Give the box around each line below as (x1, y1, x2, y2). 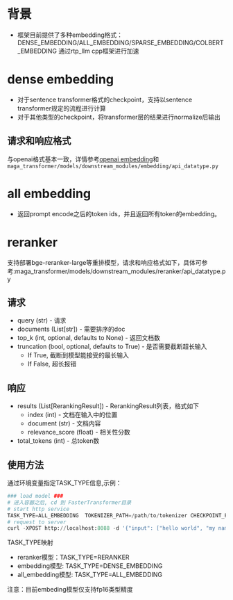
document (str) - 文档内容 (27, 419, 101, 428)
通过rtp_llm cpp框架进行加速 (58, 47, 139, 55)
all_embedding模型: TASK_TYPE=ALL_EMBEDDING (17, 571, 163, 579)
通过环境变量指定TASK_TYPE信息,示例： (7, 479, 122, 487)
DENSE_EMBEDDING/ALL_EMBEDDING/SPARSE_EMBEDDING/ (17, 38, 196, 47)
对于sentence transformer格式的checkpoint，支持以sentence (17, 95, 193, 104)
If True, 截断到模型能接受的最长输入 (27, 351, 130, 359)
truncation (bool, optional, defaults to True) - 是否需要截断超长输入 (17, 342, 207, 351)
